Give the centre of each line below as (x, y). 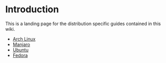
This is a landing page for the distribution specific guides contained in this (83, 24)
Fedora (20, 55)
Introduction (32, 9)
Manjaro (21, 44)
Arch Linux (24, 39)
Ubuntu (21, 50)
